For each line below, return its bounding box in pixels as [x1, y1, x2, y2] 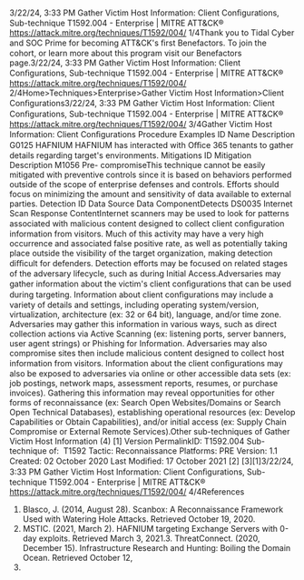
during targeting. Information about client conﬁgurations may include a [9, 289, 274, 300]
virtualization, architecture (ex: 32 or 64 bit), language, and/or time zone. [9, 309, 282, 320]
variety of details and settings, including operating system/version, [9, 299, 260, 310]
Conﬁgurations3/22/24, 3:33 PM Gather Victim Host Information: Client [9, 98, 275, 108]
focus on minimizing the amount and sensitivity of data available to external [9, 189, 292, 199]
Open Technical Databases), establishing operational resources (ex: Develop [9, 407, 296, 417]
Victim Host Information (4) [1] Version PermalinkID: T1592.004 [9, 435, 245, 446]
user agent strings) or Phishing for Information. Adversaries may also [9, 338, 268, 348]
